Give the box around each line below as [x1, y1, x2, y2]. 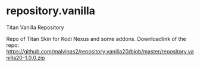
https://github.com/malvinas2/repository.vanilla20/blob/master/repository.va [6, 47, 194, 55]
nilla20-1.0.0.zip [6, 54, 45, 61]
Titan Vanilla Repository [6, 24, 64, 31]
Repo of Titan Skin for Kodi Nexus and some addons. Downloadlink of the [6, 35, 186, 42]
